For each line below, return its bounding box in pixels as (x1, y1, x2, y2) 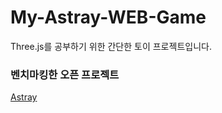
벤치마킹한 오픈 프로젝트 (10, 67, 120, 81)
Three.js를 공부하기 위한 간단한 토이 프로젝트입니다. (10, 40, 212, 52)
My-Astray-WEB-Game (10, 6, 207, 29)
